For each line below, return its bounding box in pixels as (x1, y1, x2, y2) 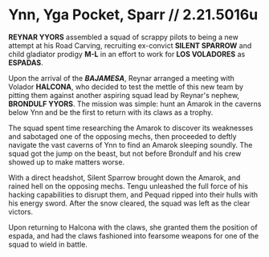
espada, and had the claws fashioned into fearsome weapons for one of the (8, 230, 259, 240)
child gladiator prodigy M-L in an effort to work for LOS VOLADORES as (8, 49, 246, 59)
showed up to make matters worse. (8, 157, 125, 166)
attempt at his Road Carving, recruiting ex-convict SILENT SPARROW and (8, 40, 252, 50)
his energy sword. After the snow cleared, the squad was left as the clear (8, 198, 251, 208)
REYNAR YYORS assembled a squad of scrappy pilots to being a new (8, 32, 238, 42)
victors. (8, 206, 34, 216)
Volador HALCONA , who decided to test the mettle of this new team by (8, 82, 243, 92)
